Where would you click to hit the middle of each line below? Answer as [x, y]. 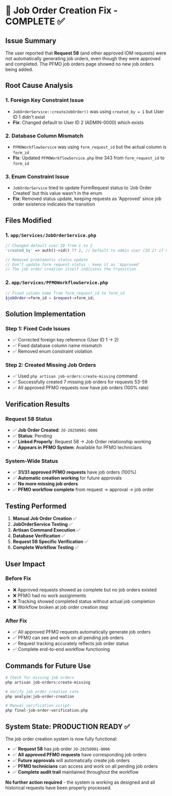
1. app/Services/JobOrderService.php [51, 235]
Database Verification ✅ [39, 536]
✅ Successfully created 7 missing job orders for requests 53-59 [80, 382]
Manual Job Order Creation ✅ [45, 518]
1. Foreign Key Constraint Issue [45, 100]
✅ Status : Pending [32, 436]
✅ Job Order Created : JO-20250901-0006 [55, 430]
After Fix [16, 621]
